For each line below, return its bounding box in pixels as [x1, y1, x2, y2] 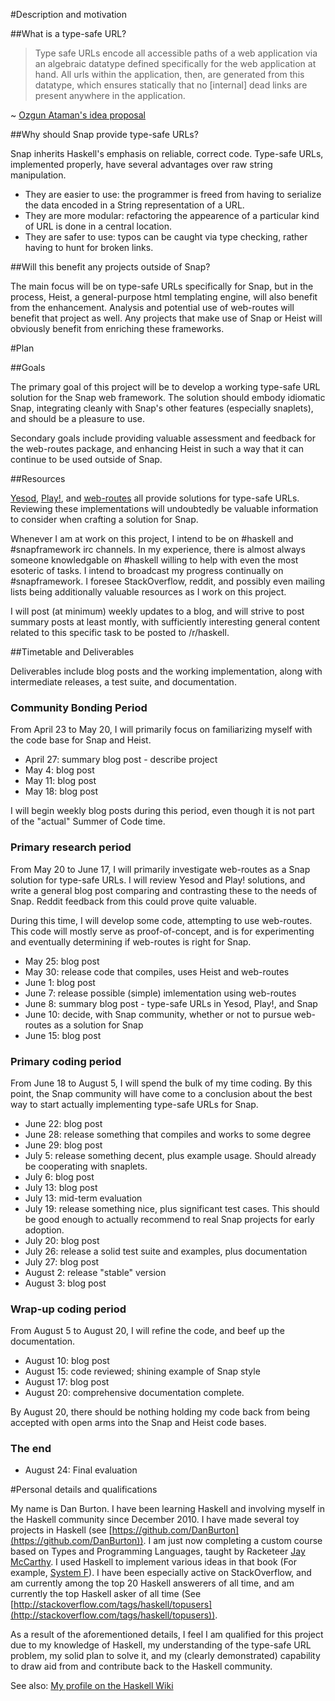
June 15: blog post [24, 1029, 102, 1041]
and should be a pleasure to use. [10, 413, 145, 424]
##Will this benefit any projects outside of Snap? [10, 261, 211, 273]
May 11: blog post [24, 775, 97, 787]
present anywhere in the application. [34, 90, 186, 101]
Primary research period [10, 840, 132, 854]
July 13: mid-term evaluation [24, 1192, 143, 1204]
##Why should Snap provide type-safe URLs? [10, 129, 199, 140]
